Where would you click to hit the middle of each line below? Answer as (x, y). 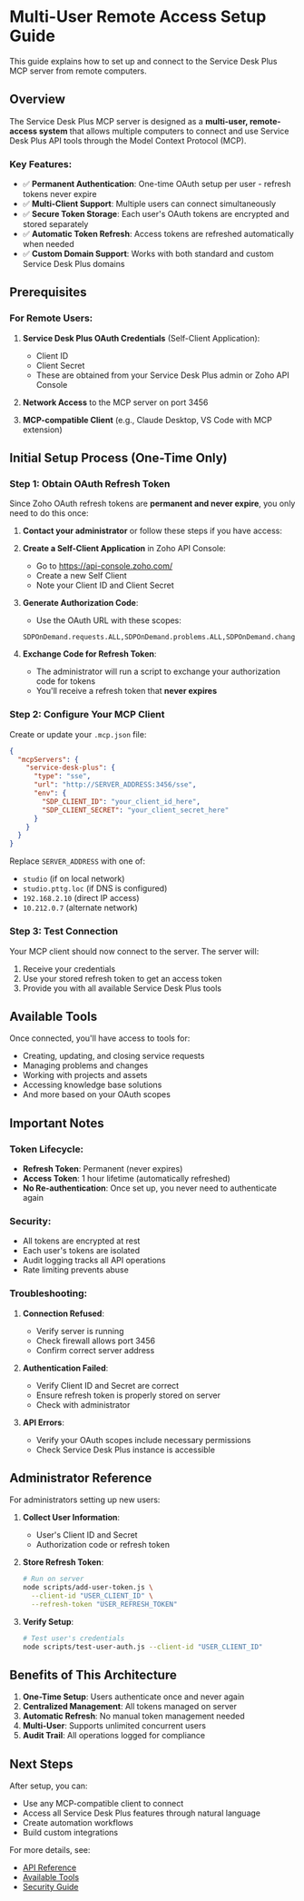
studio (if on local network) (74, 879)
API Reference (49, 1867)
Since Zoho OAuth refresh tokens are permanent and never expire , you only (152, 504)
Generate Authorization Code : (80, 603)
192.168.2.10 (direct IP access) (81, 898)
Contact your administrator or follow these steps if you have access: (152, 531)
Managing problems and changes (85, 1065)
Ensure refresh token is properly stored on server (128, 1395)
